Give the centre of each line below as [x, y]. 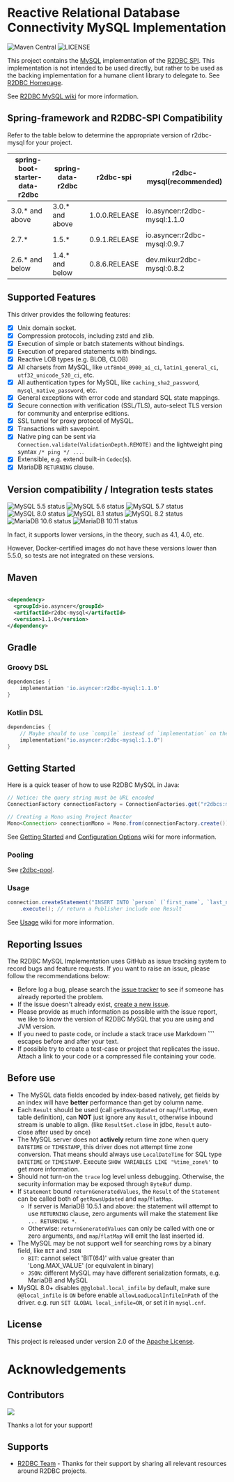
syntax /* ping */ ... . [50, 452]
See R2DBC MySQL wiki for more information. [73, 96]
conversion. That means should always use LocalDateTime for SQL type [119, 1154]
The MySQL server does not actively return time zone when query [113, 1139]
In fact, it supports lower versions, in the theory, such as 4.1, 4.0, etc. [106, 534]
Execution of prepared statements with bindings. [87, 351]
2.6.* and [27, 260]
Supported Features [52, 298]
